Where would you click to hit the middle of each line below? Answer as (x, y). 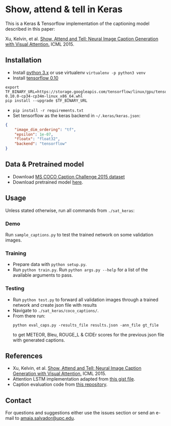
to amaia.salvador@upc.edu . (45, 418)
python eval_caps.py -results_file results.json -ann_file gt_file (85, 325)
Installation (23, 60)
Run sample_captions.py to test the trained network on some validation (79, 234)
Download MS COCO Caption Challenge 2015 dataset (69, 176)
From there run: (29, 316)
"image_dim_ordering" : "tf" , (45, 129)
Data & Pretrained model (45, 164)
